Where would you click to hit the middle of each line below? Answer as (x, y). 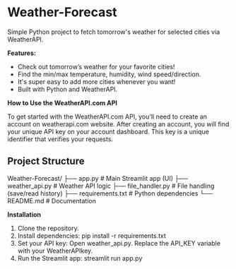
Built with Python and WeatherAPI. (67, 89)
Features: (22, 53)
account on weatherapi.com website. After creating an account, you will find (118, 124)
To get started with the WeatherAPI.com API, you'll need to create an (107, 116)
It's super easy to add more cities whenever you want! (96, 81)
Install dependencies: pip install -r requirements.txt (92, 235)
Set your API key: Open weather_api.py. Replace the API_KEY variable (119, 243)
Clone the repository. (48, 228)
